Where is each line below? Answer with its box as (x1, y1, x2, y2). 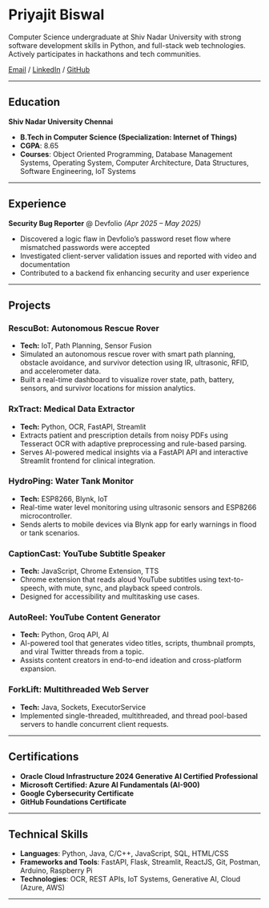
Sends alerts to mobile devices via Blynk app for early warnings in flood (19, 519, 257, 529)
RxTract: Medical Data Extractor (8, 403, 135, 414)
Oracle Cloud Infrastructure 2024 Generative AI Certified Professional (19, 771, 259, 781)
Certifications (8, 750, 79, 764)
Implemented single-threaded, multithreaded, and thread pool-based (19, 711, 248, 720)
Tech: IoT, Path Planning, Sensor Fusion (19, 341, 152, 350)
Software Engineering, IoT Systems (19, 166, 136, 176)
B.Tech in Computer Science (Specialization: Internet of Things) (19, 132, 238, 142)
